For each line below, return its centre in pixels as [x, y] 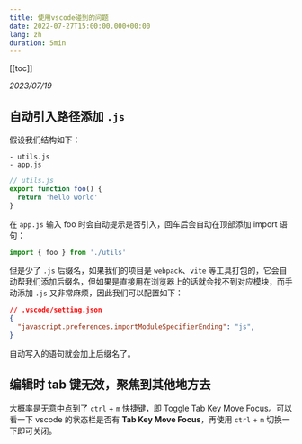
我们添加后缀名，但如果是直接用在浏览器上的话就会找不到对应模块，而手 [159, 282]
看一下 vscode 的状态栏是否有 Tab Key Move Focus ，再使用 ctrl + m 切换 [146, 419]
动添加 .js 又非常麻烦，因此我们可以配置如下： [97, 293]
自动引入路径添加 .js [67, 117]
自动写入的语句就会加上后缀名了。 [72, 353]
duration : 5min [38, 43]
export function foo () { [56, 189]
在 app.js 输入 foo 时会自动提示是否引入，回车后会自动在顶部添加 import [143, 224]
